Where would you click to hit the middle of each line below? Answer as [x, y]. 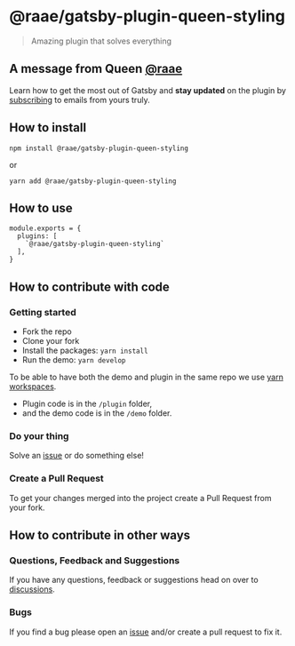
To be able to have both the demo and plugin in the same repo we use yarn [147, 377]
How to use [41, 207]
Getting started [43, 312]
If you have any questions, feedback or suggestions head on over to [134, 580]
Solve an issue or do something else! [77, 456]
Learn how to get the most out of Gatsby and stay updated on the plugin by [148, 90]
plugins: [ [37, 236]
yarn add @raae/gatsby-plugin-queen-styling [93, 181]
